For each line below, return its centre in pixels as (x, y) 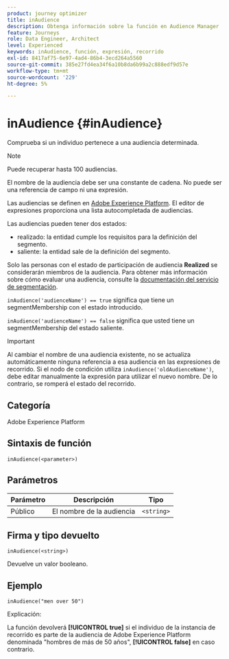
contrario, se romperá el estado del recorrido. (71, 384)
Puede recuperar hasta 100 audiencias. (62, 170)
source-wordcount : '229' (43, 77)
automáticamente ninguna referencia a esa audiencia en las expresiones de (114, 362)
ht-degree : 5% (27, 84)
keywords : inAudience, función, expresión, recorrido (86, 52)
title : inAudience (33, 20)
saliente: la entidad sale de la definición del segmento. (94, 252)
